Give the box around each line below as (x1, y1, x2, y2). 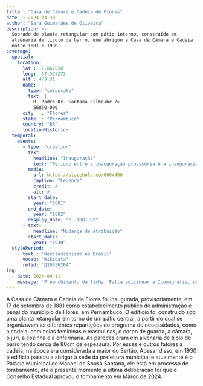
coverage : (6, 48, 31, 54)
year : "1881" (33, 200, 66, 206)
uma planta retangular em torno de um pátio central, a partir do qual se (6, 315, 183, 322)
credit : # (33, 183, 59, 189)
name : (22, 82, 36, 88)
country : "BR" (22, 122, 59, 128)
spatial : (11, 54, 34, 60)
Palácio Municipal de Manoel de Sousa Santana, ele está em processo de (6, 359, 189, 367)
